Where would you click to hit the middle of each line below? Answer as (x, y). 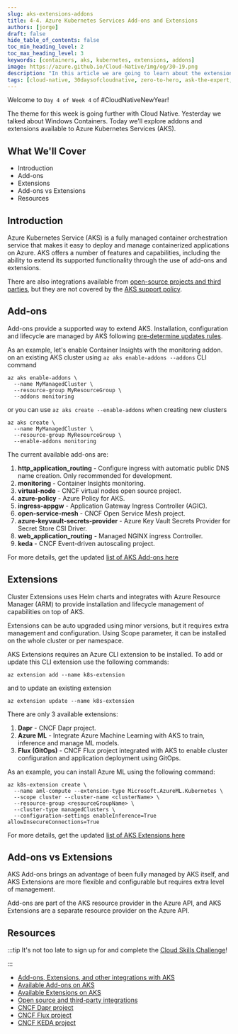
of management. (31, 889)
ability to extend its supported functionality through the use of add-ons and (117, 260)
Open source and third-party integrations (78, 1000)
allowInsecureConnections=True (53, 822)
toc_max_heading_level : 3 (45, 54)
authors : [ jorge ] (33, 27)
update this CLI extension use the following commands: (88, 662)
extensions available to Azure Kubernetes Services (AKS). (92, 129)
